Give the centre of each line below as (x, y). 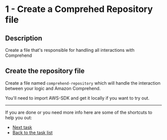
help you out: (19, 118)
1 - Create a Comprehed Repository (79, 9)
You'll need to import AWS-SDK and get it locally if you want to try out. (78, 98)
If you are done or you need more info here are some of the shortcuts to (79, 112)
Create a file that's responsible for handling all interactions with (70, 50)
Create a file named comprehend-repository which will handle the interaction (83, 83)
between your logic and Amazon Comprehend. (53, 88)
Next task (22, 127)
